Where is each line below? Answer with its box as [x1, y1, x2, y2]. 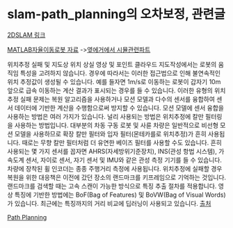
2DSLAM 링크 [7, 31, 46, 39]
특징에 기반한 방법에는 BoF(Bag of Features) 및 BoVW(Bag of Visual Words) [14, 190, 226, 199]
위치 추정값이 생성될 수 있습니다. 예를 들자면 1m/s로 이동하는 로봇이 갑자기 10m [7, 77, 221, 85]
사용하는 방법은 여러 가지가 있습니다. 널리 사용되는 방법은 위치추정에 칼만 [7, 112, 204, 120]
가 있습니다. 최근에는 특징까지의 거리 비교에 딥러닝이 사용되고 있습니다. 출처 [7, 199, 211, 207]
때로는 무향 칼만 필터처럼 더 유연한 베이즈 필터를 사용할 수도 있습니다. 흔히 [22, 138, 223, 147]
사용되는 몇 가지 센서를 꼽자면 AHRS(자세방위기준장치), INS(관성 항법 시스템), [7, 147, 217, 155]
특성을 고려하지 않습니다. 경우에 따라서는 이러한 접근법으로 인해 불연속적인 [19, 69, 221, 77]
